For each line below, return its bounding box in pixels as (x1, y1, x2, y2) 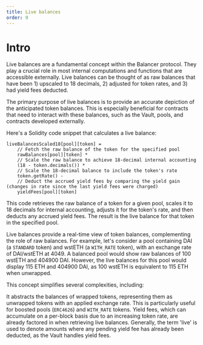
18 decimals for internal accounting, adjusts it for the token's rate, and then (6, 206, 193, 213)
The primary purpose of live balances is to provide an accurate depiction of (6, 98, 195, 106)
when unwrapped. (6, 270, 52, 277)
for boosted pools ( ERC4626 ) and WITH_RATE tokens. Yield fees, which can (6, 306, 187, 313)
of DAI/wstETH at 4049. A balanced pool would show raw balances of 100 (6, 250, 191, 258)
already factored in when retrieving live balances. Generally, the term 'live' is (6, 319, 198, 326)
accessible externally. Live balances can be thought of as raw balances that (6, 73, 196, 81)
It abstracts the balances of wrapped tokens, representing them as (6, 293, 173, 301)
